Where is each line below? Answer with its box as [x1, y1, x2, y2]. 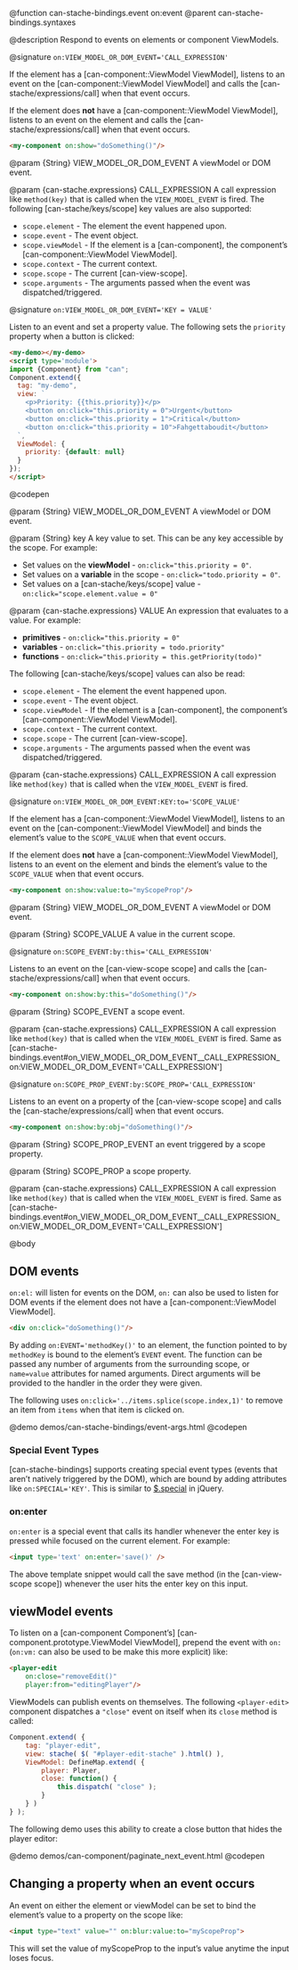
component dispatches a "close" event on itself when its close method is [9, 1706, 278, 1717]
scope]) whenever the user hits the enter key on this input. [34, 1578, 248, 1589]
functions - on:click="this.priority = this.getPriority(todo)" [21, 650, 262, 661]
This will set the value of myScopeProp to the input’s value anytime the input [9, 1942, 290, 1953]
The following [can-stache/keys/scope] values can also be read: [9, 668, 246, 679]
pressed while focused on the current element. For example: [9, 1535, 230, 1546]
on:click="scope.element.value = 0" [21, 589, 158, 599]
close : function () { [41, 1775, 117, 1784]
